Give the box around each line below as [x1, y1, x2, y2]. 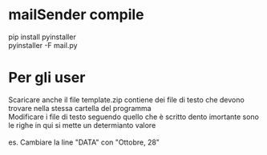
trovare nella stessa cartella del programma [8, 103, 152, 113]
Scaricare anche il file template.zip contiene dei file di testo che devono [8, 94, 245, 105]
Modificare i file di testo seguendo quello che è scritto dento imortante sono [8, 112, 259, 121]
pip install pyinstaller [8, 32, 76, 42]
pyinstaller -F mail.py [8, 40, 78, 50]
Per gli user [8, 69, 86, 87]
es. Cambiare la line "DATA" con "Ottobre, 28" [8, 137, 160, 147]
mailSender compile [8, 6, 144, 24]
